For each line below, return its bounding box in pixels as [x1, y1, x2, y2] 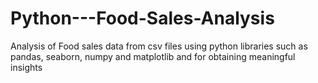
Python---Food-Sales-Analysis [10, 7, 275, 30]
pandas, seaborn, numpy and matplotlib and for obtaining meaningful [10, 50, 296, 62]
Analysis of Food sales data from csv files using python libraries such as [10, 40, 308, 52]
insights [10, 61, 43, 73]
